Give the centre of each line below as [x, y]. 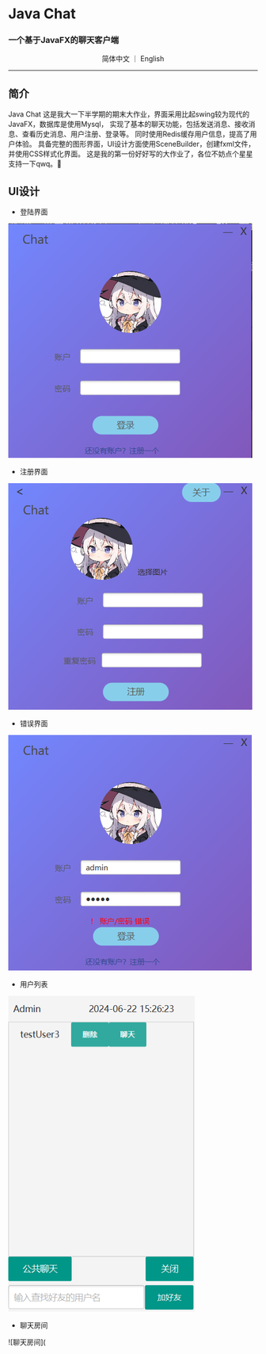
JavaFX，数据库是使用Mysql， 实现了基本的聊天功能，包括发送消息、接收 [128, 125]
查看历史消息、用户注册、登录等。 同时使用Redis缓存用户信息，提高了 [136, 134]
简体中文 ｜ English [133, 59]
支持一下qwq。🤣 [35, 164]
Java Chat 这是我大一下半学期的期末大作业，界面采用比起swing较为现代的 [129, 114]
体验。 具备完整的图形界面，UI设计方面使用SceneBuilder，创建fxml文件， [135, 144]
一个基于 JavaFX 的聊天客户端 [64, 40]
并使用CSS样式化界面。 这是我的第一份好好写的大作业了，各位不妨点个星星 [131, 154]
